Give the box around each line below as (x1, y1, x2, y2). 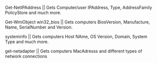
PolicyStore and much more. (5, 10, 61, 16)
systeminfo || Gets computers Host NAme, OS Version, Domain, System (5, 34, 147, 39)
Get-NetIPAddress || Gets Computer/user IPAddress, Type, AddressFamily (5, 5, 152, 10)
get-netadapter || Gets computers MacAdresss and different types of (5, 48, 143, 54)
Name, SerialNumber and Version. (5, 24, 73, 30)
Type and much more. (5, 39, 49, 45)
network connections (5, 53, 47, 59)
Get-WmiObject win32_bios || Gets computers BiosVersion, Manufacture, (5, 19, 150, 25)
